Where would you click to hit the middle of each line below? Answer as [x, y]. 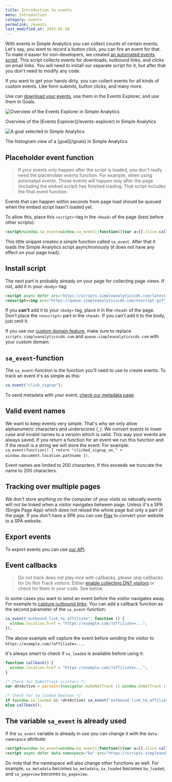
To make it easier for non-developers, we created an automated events [80, 55]
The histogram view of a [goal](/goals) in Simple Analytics [67, 141]
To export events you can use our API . [46, 549]
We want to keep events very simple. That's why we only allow [71, 423]
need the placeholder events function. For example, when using [85, 175]
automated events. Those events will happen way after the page [85, 180]
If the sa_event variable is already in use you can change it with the [76, 733]
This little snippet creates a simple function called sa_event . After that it [80, 241]
